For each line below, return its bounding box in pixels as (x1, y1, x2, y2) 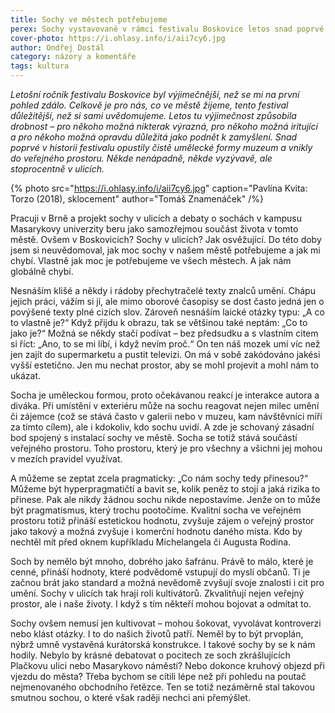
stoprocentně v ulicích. (10, 163, 105, 175)
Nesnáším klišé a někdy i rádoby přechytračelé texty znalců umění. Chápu (10, 285, 316, 296)
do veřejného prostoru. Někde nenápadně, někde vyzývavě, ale (10, 152, 273, 164)
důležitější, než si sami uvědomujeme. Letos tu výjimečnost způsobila (10, 110, 297, 121)
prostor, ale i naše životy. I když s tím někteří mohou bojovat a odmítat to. (10, 598, 312, 610)
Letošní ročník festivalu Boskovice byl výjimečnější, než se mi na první (10, 89, 300, 100)
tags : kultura (10, 61, 70, 71)
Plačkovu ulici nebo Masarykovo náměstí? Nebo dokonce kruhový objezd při (10, 660, 325, 671)
